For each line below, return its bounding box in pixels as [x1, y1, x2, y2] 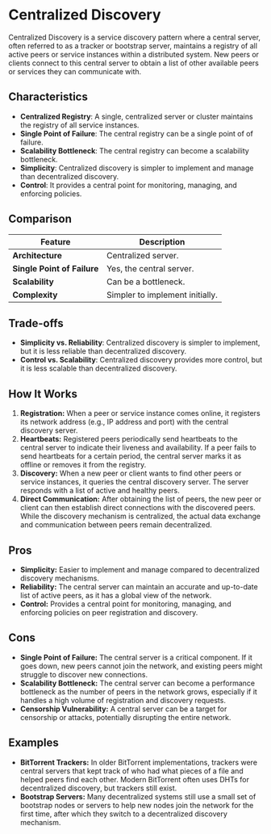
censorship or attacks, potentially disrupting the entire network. [19, 712, 231, 722]
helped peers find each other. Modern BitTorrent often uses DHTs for [19, 774, 250, 784]
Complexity [12, 289, 58, 300]
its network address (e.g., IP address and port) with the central [19, 417, 228, 427]
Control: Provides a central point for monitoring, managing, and [19, 599, 231, 609]
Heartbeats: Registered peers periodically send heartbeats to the [19, 434, 238, 444]
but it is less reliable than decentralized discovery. [19, 346, 187, 356]
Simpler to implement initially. [106, 289, 218, 300]
